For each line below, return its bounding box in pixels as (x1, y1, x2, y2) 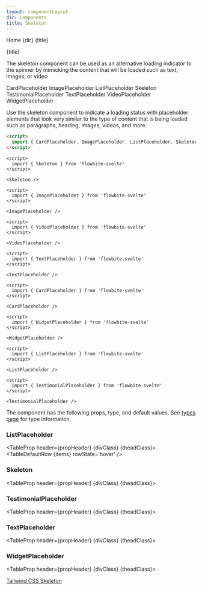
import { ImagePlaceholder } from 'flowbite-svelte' (11, 192, 147, 198)
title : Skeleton (6, 20, 47, 26)
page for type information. (6, 416, 72, 422)
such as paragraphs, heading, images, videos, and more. (6, 122, 147, 129)
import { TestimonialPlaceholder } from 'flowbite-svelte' (11, 382, 163, 389)
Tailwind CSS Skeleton (6, 577, 62, 585)
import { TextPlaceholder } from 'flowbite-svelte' (11, 256, 144, 262)
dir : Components (6, 14, 47, 21)
